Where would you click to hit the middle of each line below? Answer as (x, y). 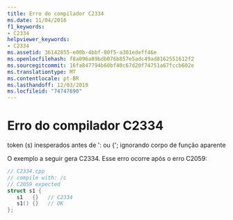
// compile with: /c (37, 178)
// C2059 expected (34, 184)
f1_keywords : (26, 26)
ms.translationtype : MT (42, 72)
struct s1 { (24, 191)
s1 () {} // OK (40, 204)
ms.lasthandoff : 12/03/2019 (48, 85)
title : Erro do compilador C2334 (56, 14)
